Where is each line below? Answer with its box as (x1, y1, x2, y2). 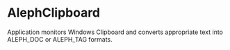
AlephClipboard (7, 5, 101, 21)
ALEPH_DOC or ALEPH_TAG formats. (7, 35, 113, 43)
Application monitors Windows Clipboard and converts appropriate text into (7, 28, 224, 36)
